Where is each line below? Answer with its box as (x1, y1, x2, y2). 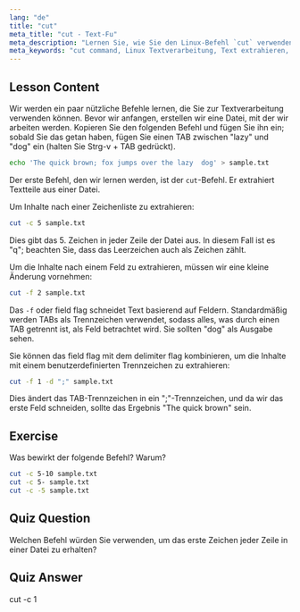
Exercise (9, 428, 59, 443)
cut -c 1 (9, 593, 37, 604)
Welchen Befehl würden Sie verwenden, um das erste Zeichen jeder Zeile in (9, 534, 288, 545)
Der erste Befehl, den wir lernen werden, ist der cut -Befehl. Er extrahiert (9, 174, 275, 185)
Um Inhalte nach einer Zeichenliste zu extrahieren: (9, 201, 195, 212)
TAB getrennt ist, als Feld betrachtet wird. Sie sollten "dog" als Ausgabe (9, 323, 273, 334)
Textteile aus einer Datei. (9, 184, 101, 195)
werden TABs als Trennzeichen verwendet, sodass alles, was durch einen (9, 314, 279, 324)
